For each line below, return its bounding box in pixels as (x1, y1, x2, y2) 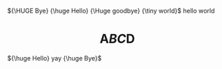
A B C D (99, 31, 135, 47)
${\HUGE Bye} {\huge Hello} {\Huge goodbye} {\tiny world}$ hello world (7, 7, 215, 15)
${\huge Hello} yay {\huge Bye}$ (7, 54, 102, 62)
